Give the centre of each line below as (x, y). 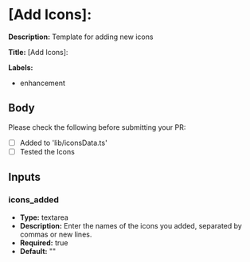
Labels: (21, 67)
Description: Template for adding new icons (81, 37)
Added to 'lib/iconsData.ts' (63, 143)
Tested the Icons (47, 151)
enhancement (43, 83)
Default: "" (38, 251)
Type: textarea (44, 217)
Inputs (25, 177)
